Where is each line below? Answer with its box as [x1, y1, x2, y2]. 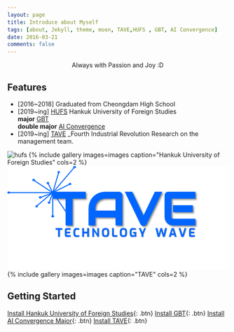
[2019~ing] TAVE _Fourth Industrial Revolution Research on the [17, 130, 199, 138]
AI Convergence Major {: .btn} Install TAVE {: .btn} [7, 316, 148, 325]
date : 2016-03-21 [7, 34, 58, 41]
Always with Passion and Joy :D [71, 61, 164, 69]
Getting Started [7, 291, 76, 303]
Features [7, 81, 47, 93]
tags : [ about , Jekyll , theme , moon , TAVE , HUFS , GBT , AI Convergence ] [7, 26, 218, 33]
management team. [17, 137, 74, 145]
